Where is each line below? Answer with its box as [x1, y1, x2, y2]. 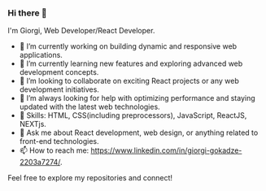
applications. [19, 50, 63, 60]
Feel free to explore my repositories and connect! [7, 173, 172, 183]
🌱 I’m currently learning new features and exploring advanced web [19, 59, 243, 68]
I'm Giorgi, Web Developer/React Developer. [7, 26, 155, 36]
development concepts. [19, 67, 99, 77]
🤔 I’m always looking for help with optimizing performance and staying [19, 93, 255, 103]
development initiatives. [19, 85, 99, 94]
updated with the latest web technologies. [19, 102, 160, 112]
